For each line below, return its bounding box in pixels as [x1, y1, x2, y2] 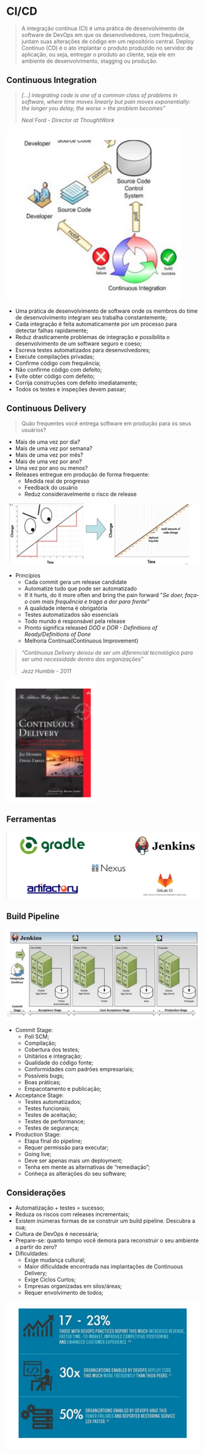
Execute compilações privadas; [15, 353, 95, 360]
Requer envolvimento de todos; [24, 1289, 104, 1296]
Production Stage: [15, 1130, 61, 1138]
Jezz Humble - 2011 [21, 667, 72, 674]
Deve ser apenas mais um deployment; [24, 1157, 123, 1164]
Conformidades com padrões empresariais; [24, 1065, 135, 1073]
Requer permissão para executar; [24, 1144, 109, 1151]
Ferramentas [6, 814, 56, 824]
